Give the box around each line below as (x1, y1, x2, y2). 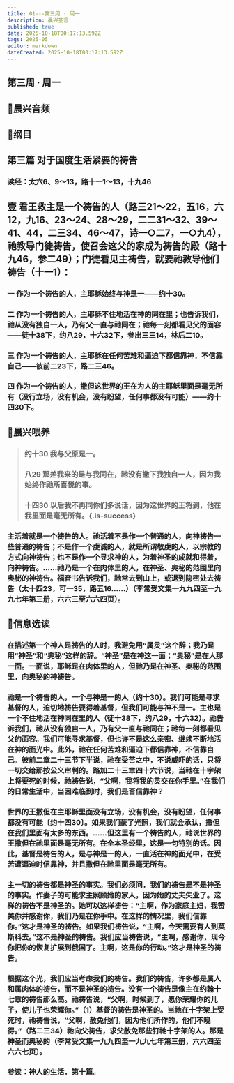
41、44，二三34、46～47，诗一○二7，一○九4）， (7, 227, 226, 239)
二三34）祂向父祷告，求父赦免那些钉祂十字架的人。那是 (36, 1026, 224, 1036)
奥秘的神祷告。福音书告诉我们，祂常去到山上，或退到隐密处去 (7, 573, 214, 583)
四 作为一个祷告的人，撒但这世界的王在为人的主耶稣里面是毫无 (7, 382, 216, 391)
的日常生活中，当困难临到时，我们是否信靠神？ (7, 786, 164, 796)
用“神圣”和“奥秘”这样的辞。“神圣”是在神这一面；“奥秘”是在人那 (7, 650, 224, 660)
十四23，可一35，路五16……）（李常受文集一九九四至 (29, 583, 208, 593)
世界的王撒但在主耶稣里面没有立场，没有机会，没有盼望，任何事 (7, 807, 221, 816)
